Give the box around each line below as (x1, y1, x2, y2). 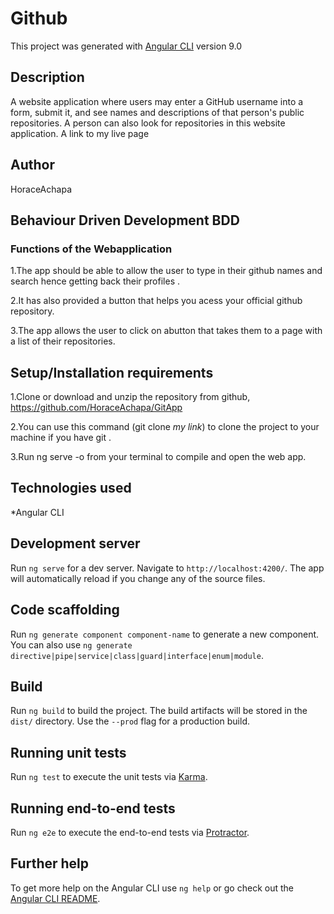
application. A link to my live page (10, 127, 150, 139)
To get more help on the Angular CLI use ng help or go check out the (10, 882, 294, 894)
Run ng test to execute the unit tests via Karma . (10, 771, 208, 783)
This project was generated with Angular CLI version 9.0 (10, 40, 243, 52)
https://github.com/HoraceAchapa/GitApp (10, 402, 183, 414)
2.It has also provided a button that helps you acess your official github (10, 295, 303, 307)
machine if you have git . (10, 432, 112, 444)
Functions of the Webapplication (10, 242, 173, 256)
